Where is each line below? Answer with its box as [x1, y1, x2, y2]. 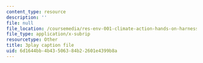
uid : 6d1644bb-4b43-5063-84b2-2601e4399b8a [6, 48, 118, 54]
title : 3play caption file [6, 43, 74, 49]
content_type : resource [6, 8, 66, 15]
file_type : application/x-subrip [6, 31, 91, 37]
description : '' [6, 14, 47, 20]
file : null [6, 20, 34, 26]
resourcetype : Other [6, 37, 59, 43]
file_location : [6, 25, 45, 32]
